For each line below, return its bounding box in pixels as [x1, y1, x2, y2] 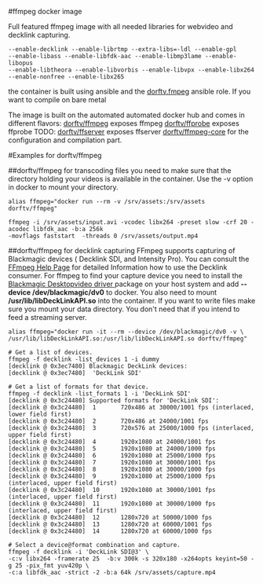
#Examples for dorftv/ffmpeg [8, 151, 102, 160]
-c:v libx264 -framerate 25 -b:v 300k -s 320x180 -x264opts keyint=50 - [8, 555, 255, 563]
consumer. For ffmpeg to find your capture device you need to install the [8, 271, 243, 280]
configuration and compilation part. [8, 135, 122, 145]
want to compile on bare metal [8, 95, 107, 105]
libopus [8, 59, 34, 67]
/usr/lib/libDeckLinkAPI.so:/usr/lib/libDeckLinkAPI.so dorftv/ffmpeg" [8, 335, 247, 343]
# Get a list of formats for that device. [8, 383, 149, 391]
